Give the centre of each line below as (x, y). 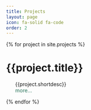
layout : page (22, 17)
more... (24, 91)
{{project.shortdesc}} (41, 84)
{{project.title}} (45, 68)
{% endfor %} (23, 102)
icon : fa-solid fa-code (35, 22)
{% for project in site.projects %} (46, 44)
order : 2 (17, 28)
